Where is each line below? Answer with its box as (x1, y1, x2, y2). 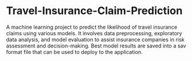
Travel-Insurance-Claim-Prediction (6, 4, 183, 18)
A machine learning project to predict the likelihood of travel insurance (6, 23, 177, 30)
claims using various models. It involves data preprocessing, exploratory (6, 29, 183, 36)
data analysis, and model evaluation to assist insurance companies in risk (6, 36, 185, 43)
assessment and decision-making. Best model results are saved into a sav (6, 42, 187, 49)
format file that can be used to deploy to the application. (6, 48, 143, 55)
